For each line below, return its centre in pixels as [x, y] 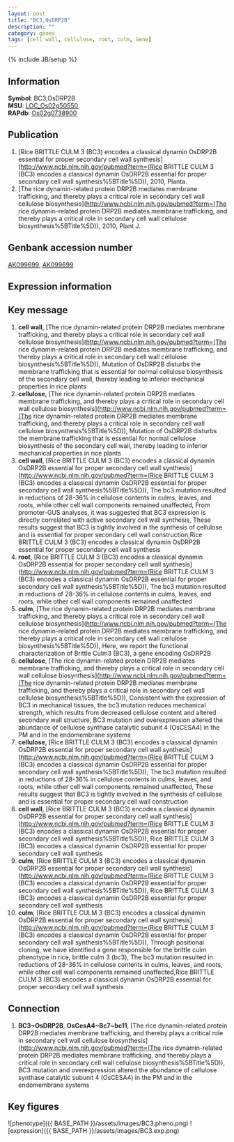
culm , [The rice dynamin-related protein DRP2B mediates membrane [117, 608]
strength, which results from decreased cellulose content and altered [117, 712]
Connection [34, 1009]
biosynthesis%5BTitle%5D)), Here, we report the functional [103, 645]
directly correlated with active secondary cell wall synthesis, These [114, 520]
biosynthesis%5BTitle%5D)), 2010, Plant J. [79, 226]
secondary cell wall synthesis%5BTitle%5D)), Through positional [111, 942]
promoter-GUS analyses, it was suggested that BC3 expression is [112, 512]
